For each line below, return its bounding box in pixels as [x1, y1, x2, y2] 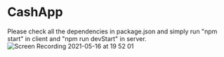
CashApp [7, 4, 63, 20]
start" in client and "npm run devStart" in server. [7, 34, 147, 42]
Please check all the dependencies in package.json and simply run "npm [7, 27, 218, 35]
